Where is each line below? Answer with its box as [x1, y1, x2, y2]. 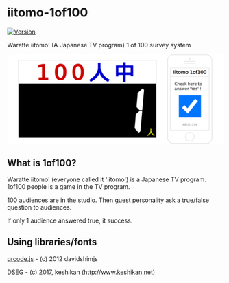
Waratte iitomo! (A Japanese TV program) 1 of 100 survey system [7, 41, 191, 49]
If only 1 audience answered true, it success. [7, 216, 133, 225]
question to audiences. [7, 203, 72, 211]
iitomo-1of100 [7, 5, 88, 21]
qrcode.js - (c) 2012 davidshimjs [7, 254, 98, 262]
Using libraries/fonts [7, 236, 97, 248]
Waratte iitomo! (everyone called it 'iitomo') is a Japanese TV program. [7, 175, 207, 183]
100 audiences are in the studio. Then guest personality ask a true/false [7, 196, 210, 204]
